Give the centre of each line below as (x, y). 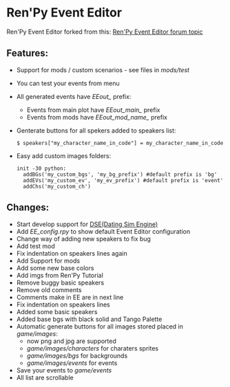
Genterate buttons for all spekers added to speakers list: (96, 130)
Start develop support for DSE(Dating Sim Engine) (87, 224)
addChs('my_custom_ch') (57, 186)
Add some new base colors (55, 268)
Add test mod (36, 246)
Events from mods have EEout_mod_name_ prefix (97, 117)
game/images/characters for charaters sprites (93, 348)
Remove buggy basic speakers (60, 283)
